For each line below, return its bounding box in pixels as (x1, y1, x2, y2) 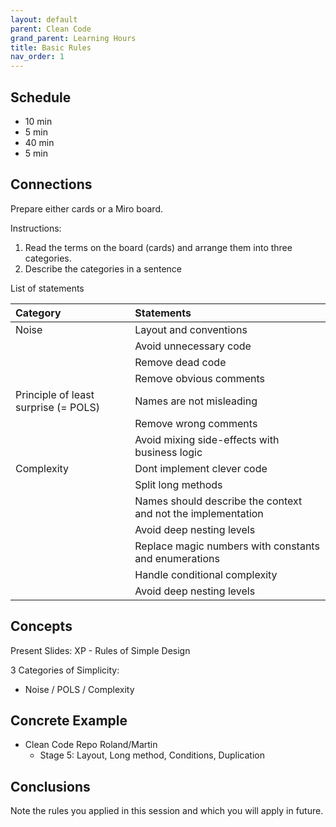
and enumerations (134, 551, 220, 565)
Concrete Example (10, 712, 128, 729)
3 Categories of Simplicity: (10, 664, 120, 676)
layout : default (10, 14, 78, 25)
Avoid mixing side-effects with (134, 432, 280, 446)
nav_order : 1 (10, 52, 65, 62)
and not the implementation (134, 506, 264, 520)
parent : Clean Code (10, 24, 92, 34)
